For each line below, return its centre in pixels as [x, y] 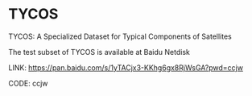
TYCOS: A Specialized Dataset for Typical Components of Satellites [120, 36]
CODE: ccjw [28, 83]
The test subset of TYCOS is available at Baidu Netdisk [99, 52]
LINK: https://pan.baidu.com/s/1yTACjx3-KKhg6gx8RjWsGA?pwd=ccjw [126, 67]
